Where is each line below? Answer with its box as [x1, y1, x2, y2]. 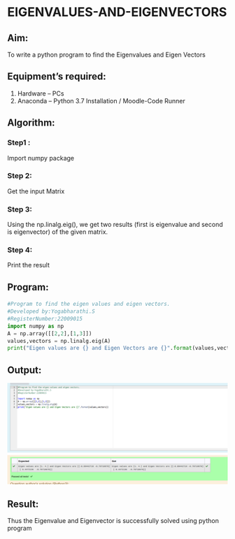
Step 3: [7, 204, 33, 214]
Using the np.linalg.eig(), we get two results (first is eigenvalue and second [7, 221, 224, 229]
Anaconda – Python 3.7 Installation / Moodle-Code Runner [17, 96, 185, 105]
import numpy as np [7, 323, 64, 330]
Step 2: [7, 171, 33, 181]
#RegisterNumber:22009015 [7, 315, 83, 322]
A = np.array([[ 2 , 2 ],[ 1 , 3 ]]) [7, 330, 92, 337]
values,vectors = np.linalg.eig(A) [7, 337, 111, 344]
